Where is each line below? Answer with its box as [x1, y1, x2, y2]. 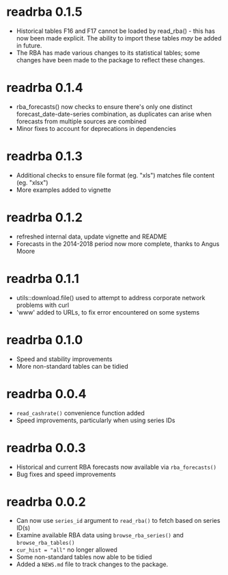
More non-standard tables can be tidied [16, 362, 129, 370]
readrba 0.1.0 [6, 332, 83, 347]
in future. [16, 41, 42, 49]
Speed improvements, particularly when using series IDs [16, 416, 175, 424]
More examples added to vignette [16, 186, 111, 194]
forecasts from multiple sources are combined [16, 117, 147, 125]
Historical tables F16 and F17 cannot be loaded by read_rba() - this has [16, 27, 216, 35]
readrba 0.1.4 [6, 80, 83, 96]
